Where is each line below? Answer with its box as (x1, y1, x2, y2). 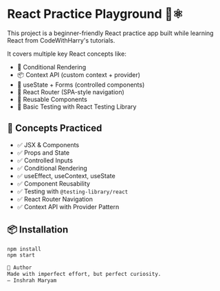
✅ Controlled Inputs (16, 156, 74, 164)
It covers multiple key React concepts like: (7, 50, 127, 58)
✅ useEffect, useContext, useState (16, 171, 115, 180)
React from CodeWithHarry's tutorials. (7, 36, 115, 44)
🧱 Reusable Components (16, 95, 87, 103)
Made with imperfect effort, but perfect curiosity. (7, 271, 162, 278)
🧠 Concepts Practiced (7, 122, 102, 134)
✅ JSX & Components (16, 140, 80, 149)
